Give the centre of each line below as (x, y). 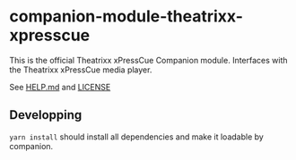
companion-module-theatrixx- (126, 17)
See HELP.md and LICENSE (60, 87)
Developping (46, 115)
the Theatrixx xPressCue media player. (81, 70)
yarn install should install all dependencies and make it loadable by (137, 137)
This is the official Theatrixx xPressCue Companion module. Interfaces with (149, 60)
